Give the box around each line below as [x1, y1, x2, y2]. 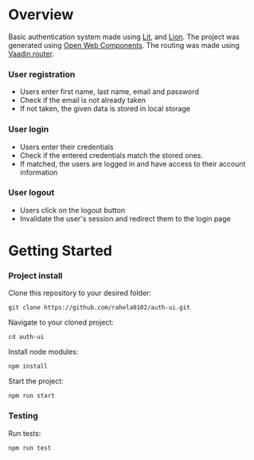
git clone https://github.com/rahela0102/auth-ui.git [8, 304, 191, 312]
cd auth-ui [8, 333, 45, 341]
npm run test [8, 444, 52, 452]
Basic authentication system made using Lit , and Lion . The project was [8, 32, 240, 41]
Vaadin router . [8, 49, 54, 58]
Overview [8, 6, 74, 24]
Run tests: [8, 428, 41, 438]
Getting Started [8, 242, 113, 260]
